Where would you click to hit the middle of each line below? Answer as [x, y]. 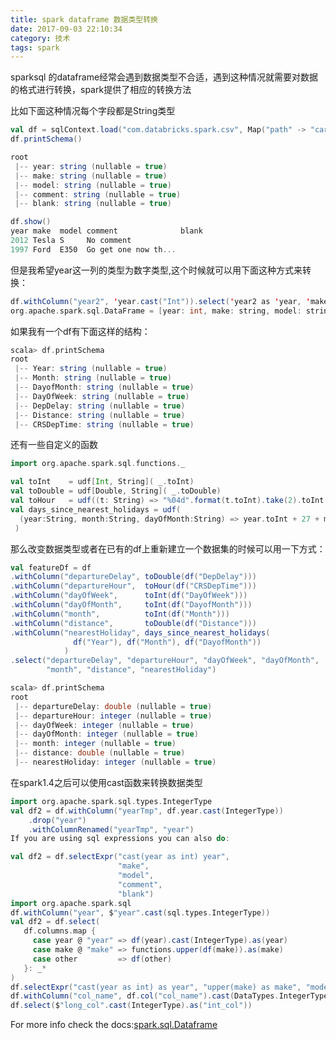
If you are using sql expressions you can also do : [120, 839]
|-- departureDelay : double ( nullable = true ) [113, 706]
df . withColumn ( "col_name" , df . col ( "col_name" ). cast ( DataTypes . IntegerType [169, 996]
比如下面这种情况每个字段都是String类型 [93, 111]
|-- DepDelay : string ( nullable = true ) [100, 406]
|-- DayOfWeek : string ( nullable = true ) [102, 396]
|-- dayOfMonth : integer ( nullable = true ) [106, 734]
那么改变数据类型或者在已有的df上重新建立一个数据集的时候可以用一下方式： [168, 548]
